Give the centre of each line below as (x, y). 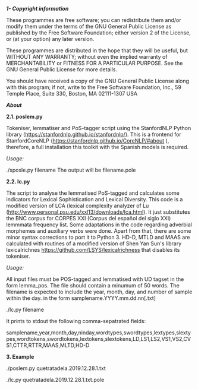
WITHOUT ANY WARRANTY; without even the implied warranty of (87, 57)
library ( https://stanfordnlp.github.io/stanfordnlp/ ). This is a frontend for (94, 134)
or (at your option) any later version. (50, 39)
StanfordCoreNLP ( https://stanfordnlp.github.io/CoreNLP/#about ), (88, 141)
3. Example (20, 357)
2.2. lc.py (18, 181)
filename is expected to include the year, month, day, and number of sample (99, 292)
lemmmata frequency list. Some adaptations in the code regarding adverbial (99, 224)
